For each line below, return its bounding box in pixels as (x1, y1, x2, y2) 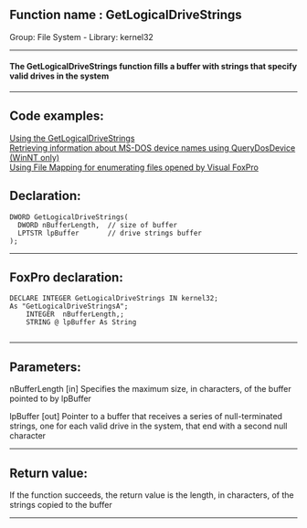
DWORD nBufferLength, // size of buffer (17, 220, 178, 229)
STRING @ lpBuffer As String (26, 318, 137, 327)
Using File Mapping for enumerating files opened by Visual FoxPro (9, 162, 259, 173)
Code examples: (9, 109, 104, 124)
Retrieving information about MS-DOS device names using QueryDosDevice (9, 142, 296, 153)
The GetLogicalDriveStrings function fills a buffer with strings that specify (9, 61, 298, 72)
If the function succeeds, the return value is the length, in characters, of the (9, 490, 294, 501)
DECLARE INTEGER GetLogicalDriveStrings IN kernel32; (9, 294, 219, 303)
